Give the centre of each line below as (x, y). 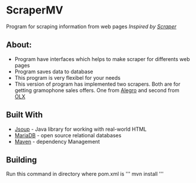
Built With (24, 115)
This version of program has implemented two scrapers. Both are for (97, 84)
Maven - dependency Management (57, 141)
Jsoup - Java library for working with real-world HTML (80, 129)
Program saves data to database (54, 72)
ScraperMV (35, 10)
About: (19, 45)
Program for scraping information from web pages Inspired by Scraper (91, 26)
